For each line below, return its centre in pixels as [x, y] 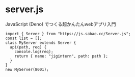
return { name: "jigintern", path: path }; [61, 56]
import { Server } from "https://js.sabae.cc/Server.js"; [68, 34]
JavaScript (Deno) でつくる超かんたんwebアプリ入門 [61, 24]
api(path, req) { [28, 47]
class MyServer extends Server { [41, 43]
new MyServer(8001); [27, 69]
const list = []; [24, 38]
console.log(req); [34, 52]
